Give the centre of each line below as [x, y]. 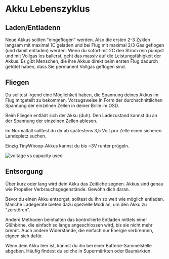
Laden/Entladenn [33, 28]
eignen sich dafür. [24, 236]
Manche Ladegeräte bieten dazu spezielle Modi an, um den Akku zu [76, 204]
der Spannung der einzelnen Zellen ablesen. [51, 121]
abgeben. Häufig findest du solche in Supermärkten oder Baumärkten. [78, 251]
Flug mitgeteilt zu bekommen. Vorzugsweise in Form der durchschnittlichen [84, 100]
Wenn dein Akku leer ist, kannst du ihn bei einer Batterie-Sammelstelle [78, 245]
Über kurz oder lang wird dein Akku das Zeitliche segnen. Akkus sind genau [84, 183]
